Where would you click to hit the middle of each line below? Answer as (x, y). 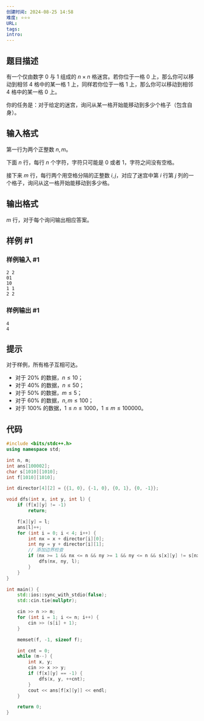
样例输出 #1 (23, 310)
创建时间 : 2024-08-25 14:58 (40, 12)
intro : (15, 35)
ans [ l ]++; (30, 527)
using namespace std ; (34, 449)
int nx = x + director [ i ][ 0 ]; (66, 539)
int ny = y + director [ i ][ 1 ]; (66, 544)
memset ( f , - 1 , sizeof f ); (50, 640)
